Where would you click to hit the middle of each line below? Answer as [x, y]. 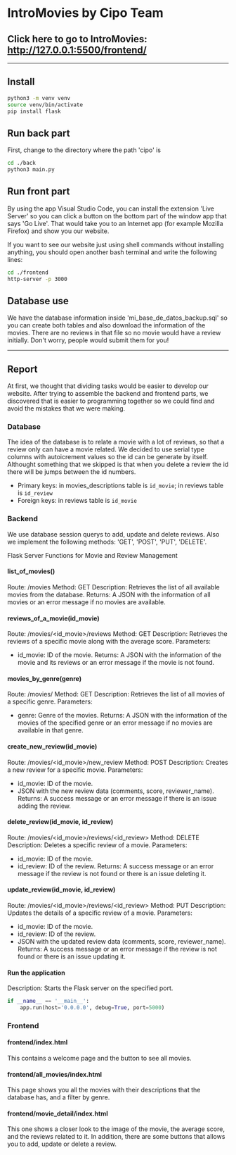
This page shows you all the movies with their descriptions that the [104, 1090]
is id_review [35, 493]
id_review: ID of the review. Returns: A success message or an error [116, 866]
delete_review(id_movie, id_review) [60, 822]
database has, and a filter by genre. [59, 1097]
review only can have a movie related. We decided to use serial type [106, 449]
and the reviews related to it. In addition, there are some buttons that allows [116, 1137]
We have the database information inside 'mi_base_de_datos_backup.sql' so [118, 318]
